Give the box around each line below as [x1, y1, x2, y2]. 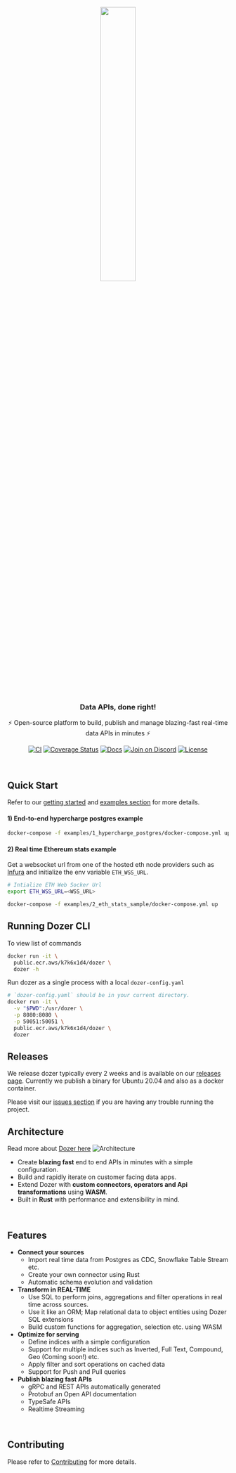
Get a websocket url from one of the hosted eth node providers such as [7, 861, 214, 869]
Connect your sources [17, 1248, 84, 1256]
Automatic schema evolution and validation [27, 1278, 153, 1287]
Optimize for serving [17, 1330, 79, 1339]
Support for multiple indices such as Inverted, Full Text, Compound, [27, 1345, 223, 1353]
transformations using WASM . [17, 1188, 107, 1197]
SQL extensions [27, 1316, 74, 1324]
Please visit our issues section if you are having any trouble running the [7, 1098, 214, 1106]
